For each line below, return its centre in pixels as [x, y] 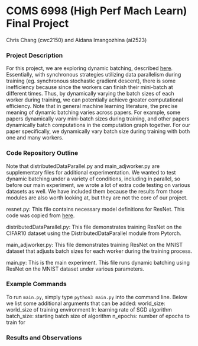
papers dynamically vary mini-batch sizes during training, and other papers [98, 119]
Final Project [38, 23]
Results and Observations [44, 338]
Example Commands [36, 284]
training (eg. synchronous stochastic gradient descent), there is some [91, 81]
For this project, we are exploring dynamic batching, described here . [90, 68]
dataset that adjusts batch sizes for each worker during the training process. [99, 251]
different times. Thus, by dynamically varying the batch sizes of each [90, 94]
